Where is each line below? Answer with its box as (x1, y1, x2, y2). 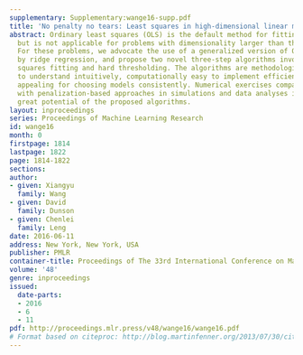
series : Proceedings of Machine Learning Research (9, 114, 204, 123)
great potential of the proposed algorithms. (17, 97, 192, 107)
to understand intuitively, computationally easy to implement (17, 72, 260, 81)
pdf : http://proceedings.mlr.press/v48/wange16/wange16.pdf (9, 324, 241, 333)
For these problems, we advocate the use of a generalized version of (17, 47, 289, 56)
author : (9, 173, 39, 182)
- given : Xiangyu (9, 182, 75, 191)
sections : (9, 164, 47, 173)
